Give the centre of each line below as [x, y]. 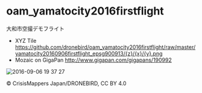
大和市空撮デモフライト [35, 28]
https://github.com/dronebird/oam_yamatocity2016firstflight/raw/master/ [105, 47]
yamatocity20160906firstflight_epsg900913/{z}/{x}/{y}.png [89, 53]
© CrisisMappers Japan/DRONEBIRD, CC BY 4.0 [66, 83]
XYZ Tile [26, 40]
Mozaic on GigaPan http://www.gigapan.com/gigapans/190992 [93, 60]
